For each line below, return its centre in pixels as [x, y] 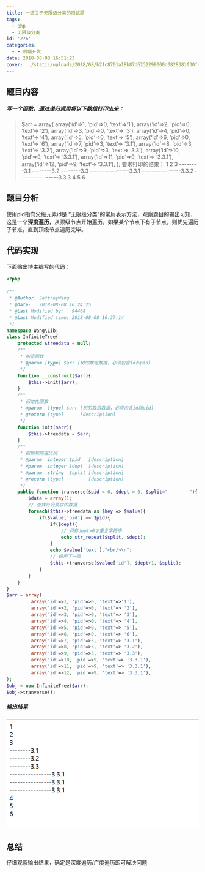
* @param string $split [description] [72, 472]
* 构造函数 [32, 356]
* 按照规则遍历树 [39, 453]
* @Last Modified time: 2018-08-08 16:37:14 [66, 318]
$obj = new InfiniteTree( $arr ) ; [47, 686]
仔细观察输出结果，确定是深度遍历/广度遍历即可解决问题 [77, 863]
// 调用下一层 [65, 557]
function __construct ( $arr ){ [54, 376]
